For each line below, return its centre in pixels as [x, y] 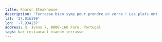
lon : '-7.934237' [23, 23]
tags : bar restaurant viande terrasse [44, 32]
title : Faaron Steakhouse [31, 9]
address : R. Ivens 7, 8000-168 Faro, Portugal [53, 28]
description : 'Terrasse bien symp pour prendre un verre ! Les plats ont [81, 14]
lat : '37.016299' [23, 18]
